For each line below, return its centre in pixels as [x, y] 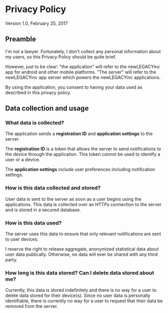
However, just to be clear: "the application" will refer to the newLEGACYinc [83, 66]
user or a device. [23, 160]
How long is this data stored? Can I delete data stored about [80, 273]
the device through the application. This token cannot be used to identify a [83, 154]
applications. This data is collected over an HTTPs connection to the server [83, 204]
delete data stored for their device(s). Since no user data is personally [78, 296]
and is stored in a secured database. [43, 210]
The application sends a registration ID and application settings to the [79, 134]
